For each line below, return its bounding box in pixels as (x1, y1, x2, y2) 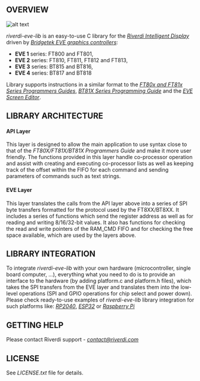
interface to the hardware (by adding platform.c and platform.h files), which (6, 278, 192, 285)
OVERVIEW (6, 5, 49, 15)
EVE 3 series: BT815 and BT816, (14, 63, 94, 70)
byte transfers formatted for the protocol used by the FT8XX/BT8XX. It (6, 206, 179, 213)
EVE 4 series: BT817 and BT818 (14, 69, 92, 77)
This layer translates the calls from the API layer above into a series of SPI (6, 200, 188, 207)
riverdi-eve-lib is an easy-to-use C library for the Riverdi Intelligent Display (6, 32, 189, 39)
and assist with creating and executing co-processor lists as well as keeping (6, 160, 194, 167)
